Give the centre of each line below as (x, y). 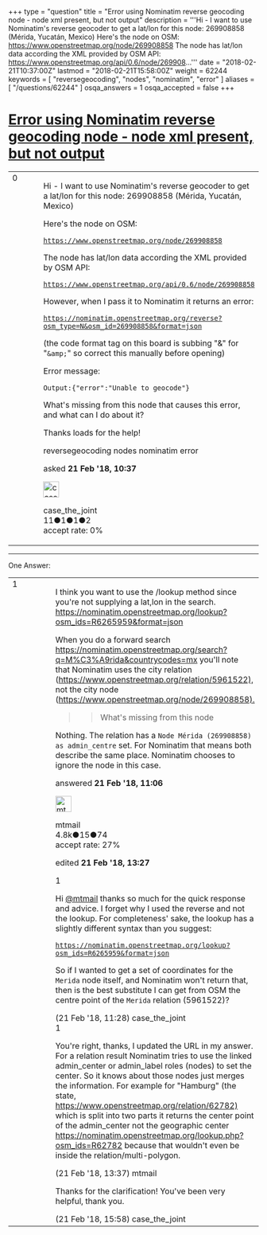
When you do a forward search (113, 639)
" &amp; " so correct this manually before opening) (134, 353)
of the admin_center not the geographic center (142, 1125)
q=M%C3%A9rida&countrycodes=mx (126, 659)
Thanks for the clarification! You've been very (140, 1191)
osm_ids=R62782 (89, 1145)
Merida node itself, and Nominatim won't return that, (152, 980)
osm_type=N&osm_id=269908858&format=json (123, 326)
